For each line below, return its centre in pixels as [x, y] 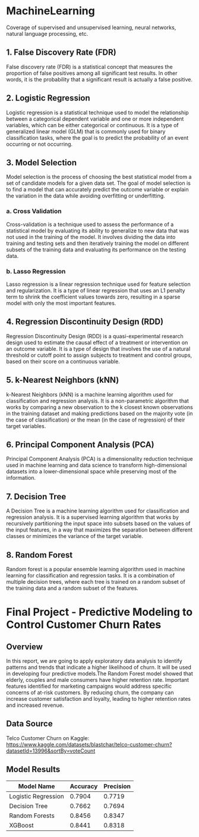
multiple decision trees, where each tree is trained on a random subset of [96, 582]
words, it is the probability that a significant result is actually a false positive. [99, 79]
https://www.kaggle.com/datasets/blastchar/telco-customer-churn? [89, 744]
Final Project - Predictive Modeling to [99, 612]
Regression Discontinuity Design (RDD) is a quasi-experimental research [95, 336]
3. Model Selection [42, 163]
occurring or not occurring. [40, 144]
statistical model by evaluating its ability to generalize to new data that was [98, 231]
